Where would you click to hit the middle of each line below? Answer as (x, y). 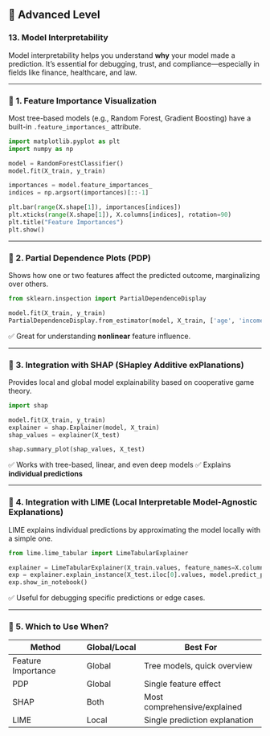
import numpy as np (41, 149)
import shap (28, 405)
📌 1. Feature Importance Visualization (82, 100)
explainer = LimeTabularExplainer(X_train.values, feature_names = (122, 567)
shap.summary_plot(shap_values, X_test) (77, 450)
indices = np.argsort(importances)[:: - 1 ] (79, 193)
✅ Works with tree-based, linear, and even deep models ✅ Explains (120, 465)
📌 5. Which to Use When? (59, 627)
